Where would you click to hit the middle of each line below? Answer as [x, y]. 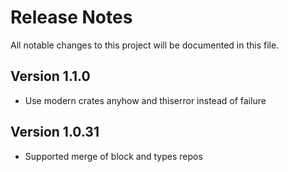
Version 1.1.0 [50, 76]
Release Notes [71, 17]
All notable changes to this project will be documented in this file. [145, 45]
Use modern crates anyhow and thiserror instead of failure [145, 100]
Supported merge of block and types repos [113, 156]
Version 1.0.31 [55, 132]
